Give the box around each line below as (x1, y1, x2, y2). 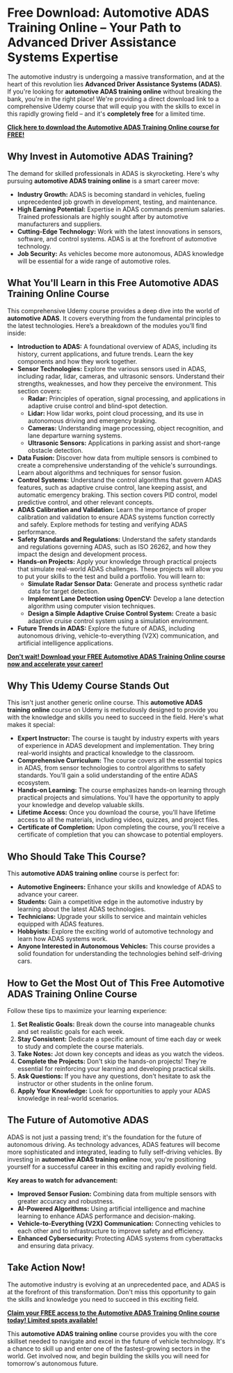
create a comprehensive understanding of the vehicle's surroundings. (17, 460, 218, 469)
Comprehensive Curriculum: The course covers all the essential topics (17, 756, 223, 765)
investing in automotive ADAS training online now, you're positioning (7, 1155, 207, 1163)
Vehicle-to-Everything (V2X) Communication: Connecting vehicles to (17, 1219, 221, 1227)
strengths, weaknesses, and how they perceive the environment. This (17, 379, 217, 388)
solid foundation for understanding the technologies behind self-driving (17, 950, 223, 958)
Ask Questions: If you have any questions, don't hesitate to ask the (17, 1072, 211, 1080)
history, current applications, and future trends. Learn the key (17, 350, 193, 358)
